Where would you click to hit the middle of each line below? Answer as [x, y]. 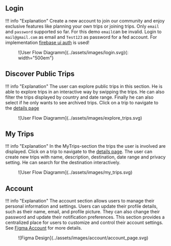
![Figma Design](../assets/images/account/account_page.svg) [83, 238]
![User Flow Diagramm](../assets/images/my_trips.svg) [75, 172]
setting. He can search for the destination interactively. [63, 163]
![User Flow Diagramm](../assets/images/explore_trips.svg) [80, 118]
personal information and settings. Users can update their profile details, [81, 206]
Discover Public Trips [40, 74]
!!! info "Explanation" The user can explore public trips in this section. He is [84, 86]
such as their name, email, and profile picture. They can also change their [82, 212]
